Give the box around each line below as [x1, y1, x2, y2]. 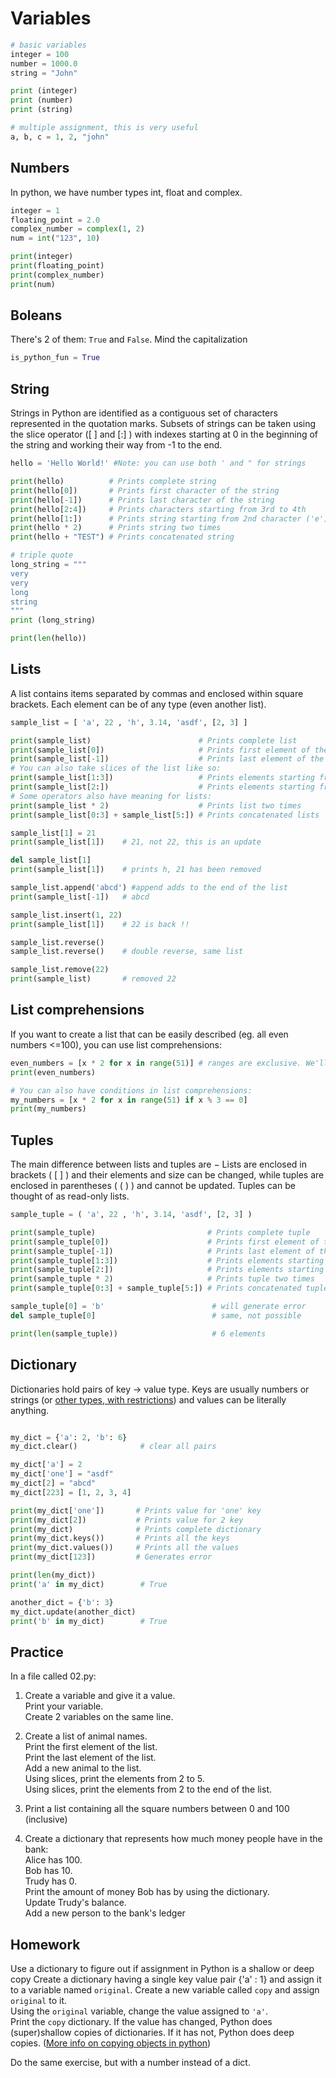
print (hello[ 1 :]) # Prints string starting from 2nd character [10, 513, 302, 524]
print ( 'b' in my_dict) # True [10, 1616, 168, 1626]
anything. [10, 1404, 50, 1416]
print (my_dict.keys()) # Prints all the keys [10, 1533, 230, 1544]
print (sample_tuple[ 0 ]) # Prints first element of [10, 1237, 320, 1247]
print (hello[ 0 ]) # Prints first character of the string [10, 485, 280, 496]
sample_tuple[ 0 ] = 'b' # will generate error [10, 1302, 307, 1312]
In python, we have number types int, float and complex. [10, 186, 243, 198]
